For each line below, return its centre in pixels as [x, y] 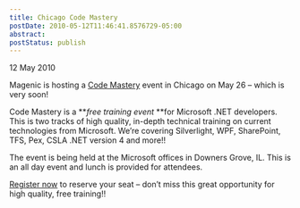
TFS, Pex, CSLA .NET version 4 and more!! [88, 140]
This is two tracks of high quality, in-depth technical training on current [140, 121]
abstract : [28, 34]
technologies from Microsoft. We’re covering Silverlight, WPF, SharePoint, [145, 131]
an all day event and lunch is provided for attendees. [106, 167]
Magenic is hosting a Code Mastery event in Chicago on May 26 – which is [147, 85]
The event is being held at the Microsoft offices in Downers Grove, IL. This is [150, 158]
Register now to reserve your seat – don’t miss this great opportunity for [142, 185]
